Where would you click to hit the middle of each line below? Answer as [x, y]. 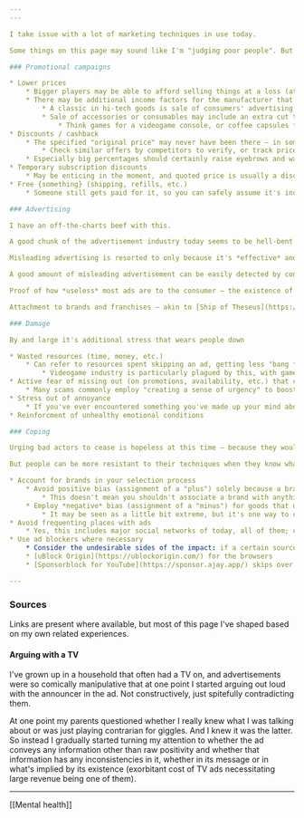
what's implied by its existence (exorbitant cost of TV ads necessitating [142, 769]
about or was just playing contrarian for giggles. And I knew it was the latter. [151, 731]
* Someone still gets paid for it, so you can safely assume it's [153, 192]
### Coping [30, 431]
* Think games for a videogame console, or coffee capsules [173, 125]
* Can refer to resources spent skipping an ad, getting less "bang [157, 365]
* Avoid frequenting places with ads [81, 523]
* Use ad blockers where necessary [76, 540]
